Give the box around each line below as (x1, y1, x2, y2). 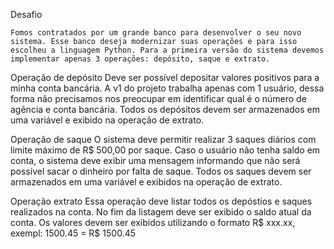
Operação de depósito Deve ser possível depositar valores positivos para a (10, 72, 320, 83)
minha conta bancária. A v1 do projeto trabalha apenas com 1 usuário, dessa (10, 82, 325, 94)
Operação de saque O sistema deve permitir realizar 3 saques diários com (10, 134, 317, 145)
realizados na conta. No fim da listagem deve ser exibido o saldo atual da (10, 206, 312, 218)
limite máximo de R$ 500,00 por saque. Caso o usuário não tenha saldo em (10, 144, 321, 156)
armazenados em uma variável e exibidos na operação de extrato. (10, 176, 283, 188)
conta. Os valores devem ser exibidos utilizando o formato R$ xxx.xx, (10, 217, 296, 228)
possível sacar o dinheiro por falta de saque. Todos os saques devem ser (10, 165, 312, 177)
